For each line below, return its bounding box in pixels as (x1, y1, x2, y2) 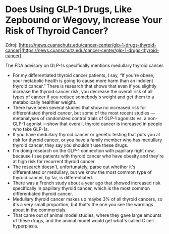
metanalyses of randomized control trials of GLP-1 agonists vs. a (12, 115, 147, 121)
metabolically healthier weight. (12, 99, 77, 105)
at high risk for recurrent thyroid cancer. (12, 158, 96, 164)
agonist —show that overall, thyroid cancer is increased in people (26, 121, 162, 127)
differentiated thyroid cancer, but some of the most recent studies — (12, 110, 155, 116)
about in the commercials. (12, 207, 67, 213)
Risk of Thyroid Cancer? (5, 25, 108, 36)
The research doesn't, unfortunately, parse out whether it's (12, 164, 136, 170)
